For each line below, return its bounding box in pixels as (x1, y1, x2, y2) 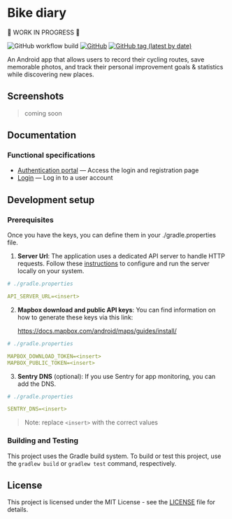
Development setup (7, 194, 95, 206)
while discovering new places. (7, 70, 94, 78)
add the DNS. (17, 380, 57, 388)
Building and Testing (7, 436, 79, 445)
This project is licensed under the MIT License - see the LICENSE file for (7, 498, 215, 506)
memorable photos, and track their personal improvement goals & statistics (7, 62, 224, 71)
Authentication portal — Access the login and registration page (17, 166, 199, 174)
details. (7, 506, 29, 514)
